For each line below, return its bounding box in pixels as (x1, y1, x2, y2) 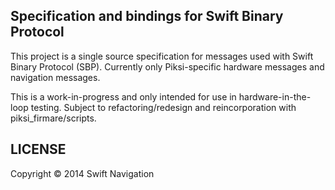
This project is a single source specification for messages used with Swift (10, 50, 314, 62)
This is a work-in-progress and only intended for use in (10, 90, 237, 103)
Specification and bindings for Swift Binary (10, 8, 284, 25)
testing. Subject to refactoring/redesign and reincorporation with (30, 101, 297, 113)
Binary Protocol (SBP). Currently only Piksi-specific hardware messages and (10, 60, 325, 73)
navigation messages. (10, 71, 101, 83)
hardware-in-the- (238, 90, 312, 103)
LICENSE (10, 141, 67, 158)
